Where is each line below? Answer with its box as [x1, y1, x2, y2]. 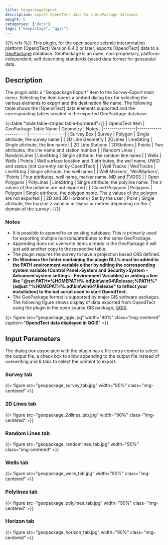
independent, [5, 56, 33, 62]
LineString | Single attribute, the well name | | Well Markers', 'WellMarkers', [5, 168, 159, 174]
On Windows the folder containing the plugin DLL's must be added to [12, 257, 159, 263]
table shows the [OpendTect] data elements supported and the [5, 105, 135, 111]
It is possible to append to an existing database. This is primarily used [12, 230, 157, 236]
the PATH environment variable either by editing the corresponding [12, 262, 155, 268]
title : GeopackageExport [5, 7, 57, 13]
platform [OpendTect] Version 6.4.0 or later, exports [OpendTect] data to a [5, 45, 159, 51]
